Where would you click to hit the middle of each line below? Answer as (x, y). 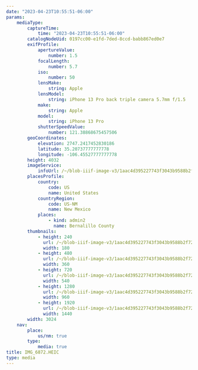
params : (16, 17)
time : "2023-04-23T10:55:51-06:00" (81, 34)
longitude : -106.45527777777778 (77, 154)
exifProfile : (43, 45)
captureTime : (43, 28)
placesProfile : (46, 177)
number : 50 (62, 77)
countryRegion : (56, 199)
